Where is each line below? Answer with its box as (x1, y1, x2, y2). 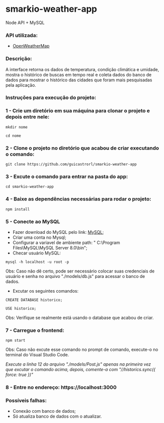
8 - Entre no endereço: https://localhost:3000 (5, 384, 117, 391)
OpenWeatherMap (12, 43, 50, 49)
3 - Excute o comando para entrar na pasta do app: (5, 173, 128, 180)
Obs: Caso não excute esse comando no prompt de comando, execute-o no (5, 347, 158, 352)
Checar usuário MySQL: (12, 250, 61, 256)
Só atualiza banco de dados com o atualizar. (12, 413, 102, 420)
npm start (5, 338, 26, 343)
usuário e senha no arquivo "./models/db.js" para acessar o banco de (5, 273, 145, 279)
